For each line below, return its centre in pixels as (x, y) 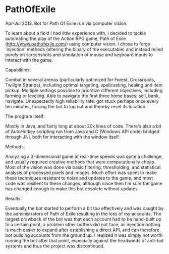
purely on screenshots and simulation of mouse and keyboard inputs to (79, 55)
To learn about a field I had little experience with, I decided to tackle (76, 33)
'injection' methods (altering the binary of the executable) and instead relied (84, 49)
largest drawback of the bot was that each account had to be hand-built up (83, 219)
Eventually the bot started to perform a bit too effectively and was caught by (84, 208)
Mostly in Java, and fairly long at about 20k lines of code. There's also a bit (83, 126)
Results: (14, 198)
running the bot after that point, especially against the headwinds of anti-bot (84, 240)
